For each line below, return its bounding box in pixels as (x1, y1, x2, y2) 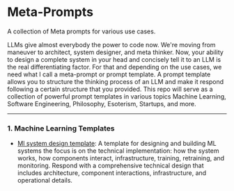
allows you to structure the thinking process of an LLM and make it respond (7, 77, 224, 85)
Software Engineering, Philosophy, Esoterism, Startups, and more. (7, 99, 196, 108)
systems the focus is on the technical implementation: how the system (17, 147, 219, 155)
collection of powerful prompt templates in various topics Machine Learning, (7, 92, 226, 101)
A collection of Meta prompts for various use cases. (7, 27, 156, 35)
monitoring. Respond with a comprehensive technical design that (17, 161, 204, 170)
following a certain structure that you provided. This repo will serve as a (7, 85, 214, 93)
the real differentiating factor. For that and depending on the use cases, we (7, 63, 222, 71)
